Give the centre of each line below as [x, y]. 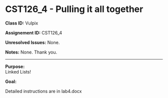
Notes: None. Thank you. [31, 52]
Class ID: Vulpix [22, 23]
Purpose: [15, 66]
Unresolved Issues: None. [32, 42]
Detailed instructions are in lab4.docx [43, 91]
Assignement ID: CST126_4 [34, 32]
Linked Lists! [18, 71]
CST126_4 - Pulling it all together [74, 9]
